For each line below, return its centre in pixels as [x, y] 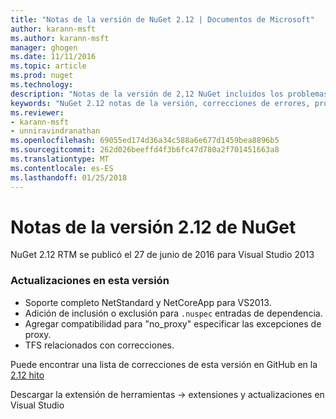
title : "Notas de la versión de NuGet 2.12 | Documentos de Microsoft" [162, 19]
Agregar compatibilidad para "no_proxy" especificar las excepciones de [173, 323]
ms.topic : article [48, 66]
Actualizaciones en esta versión [90, 281]
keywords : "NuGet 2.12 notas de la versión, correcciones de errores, [160, 103]
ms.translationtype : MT [60, 159]
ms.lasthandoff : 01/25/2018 [69, 177]
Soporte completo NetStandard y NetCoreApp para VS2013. [148, 302]
